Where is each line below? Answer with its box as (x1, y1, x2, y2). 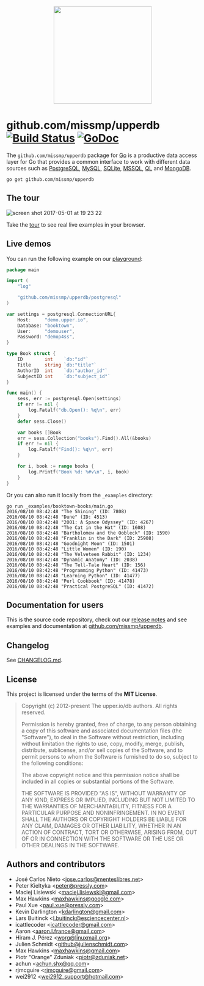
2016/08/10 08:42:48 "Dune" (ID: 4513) (6, 514, 108, 520)
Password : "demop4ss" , (17, 334, 75, 340)
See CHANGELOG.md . (6, 657, 63, 664)
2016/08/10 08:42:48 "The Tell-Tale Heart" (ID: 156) (6, 562, 147, 568)
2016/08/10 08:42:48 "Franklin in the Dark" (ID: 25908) (6, 535, 155, 541)
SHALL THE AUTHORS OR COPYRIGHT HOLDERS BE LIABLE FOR (21, 816, 187, 823)
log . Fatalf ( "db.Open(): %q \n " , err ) (28, 407, 122, 414)
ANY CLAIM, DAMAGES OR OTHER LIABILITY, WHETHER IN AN (21, 822, 181, 829)
